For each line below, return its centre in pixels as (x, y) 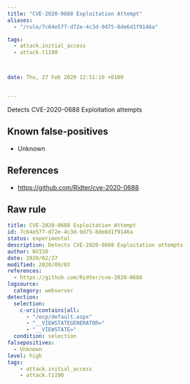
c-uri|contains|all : (50, 310)
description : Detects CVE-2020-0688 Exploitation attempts (95, 245)
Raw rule (27, 209)
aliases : (20, 20)
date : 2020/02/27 (33, 258)
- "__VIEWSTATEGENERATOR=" (65, 323)
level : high (25, 356)
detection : (23, 297)
